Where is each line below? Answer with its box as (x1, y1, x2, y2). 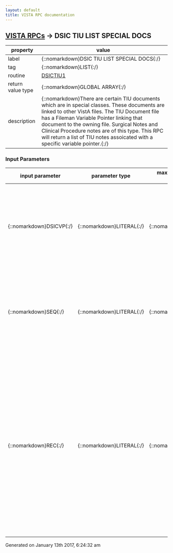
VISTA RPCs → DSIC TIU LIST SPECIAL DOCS (5, 31, 152, 40)
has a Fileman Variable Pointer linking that (41, 114, 143, 121)
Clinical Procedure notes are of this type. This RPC (41, 127, 164, 134)
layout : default (5, 7, 40, 13)
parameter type (91, 172, 131, 179)
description (8, 118, 36, 125)
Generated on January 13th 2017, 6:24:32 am (5, 542, 101, 548)
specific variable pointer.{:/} (41, 140, 109, 147)
